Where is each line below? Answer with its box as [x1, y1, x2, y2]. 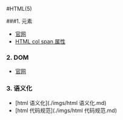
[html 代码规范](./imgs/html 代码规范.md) [15, 107, 117, 114]
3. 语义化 [6, 84, 33, 93]
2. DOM [6, 53, 29, 62]
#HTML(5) [6, 5, 32, 12]
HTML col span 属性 [15, 38, 65, 45]
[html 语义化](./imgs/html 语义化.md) [15, 99, 107, 106]
